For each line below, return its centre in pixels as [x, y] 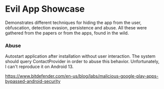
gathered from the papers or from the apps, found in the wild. [67, 33]
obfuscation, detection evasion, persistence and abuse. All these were [76, 27]
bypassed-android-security [33, 81]
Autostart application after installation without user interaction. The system [80, 56]
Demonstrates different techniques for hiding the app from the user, [73, 22]
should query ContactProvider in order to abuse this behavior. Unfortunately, [82, 62]
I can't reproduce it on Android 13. [39, 67]
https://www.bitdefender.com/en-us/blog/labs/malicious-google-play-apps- [82, 76]
